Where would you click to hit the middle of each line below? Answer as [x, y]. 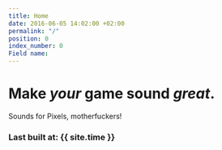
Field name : [28, 54]
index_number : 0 [36, 46]
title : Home [28, 16]
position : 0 [28, 39]
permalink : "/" [34, 31]
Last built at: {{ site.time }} [62, 137]
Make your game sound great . [112, 94]
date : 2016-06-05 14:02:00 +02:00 [67, 24]
